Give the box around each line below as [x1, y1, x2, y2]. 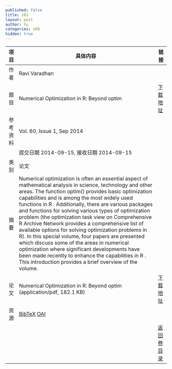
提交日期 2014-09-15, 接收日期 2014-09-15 [18, 149, 132, 156]
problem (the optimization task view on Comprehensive [18, 213, 152, 221]
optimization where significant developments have [18, 246, 140, 253]
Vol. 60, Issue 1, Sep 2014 [18, 128, 83, 134]
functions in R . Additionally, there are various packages [18, 201, 153, 208]
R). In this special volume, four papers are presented [18, 233, 145, 240]
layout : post [5, 17, 33, 22]
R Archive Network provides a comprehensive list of [18, 220, 144, 227]
